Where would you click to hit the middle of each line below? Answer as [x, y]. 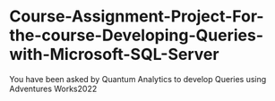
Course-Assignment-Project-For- [137, 17]
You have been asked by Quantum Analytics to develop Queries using [138, 79]
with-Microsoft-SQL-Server [114, 55]
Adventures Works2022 [53, 88]
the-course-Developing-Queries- [137, 35]
